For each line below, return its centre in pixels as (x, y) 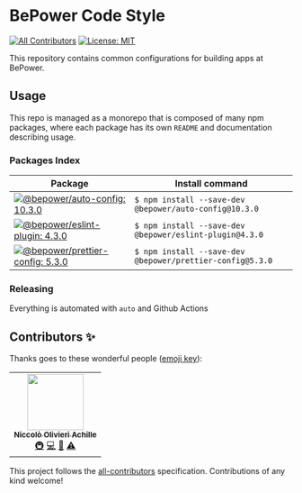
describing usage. (43, 137)
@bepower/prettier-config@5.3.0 (204, 261)
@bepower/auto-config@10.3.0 (196, 209)
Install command (212, 184)
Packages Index (45, 160)
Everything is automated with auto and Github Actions (109, 308)
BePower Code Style (88, 16)
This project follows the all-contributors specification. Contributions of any (147, 471)
